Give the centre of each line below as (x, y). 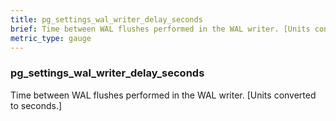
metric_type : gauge (51, 38)
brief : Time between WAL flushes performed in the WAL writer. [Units (160, 29)
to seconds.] (36, 105)
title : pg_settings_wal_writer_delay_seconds (106, 19)
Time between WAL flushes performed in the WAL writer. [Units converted (163, 95)
